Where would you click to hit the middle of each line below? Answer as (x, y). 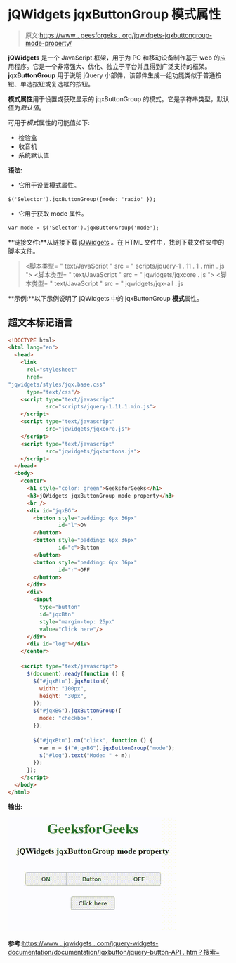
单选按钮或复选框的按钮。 (57, 84)
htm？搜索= (203, 952)
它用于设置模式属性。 (49, 185)
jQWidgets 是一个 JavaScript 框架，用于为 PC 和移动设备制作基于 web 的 (114, 58)
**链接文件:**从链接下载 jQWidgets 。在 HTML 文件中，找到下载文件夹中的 (116, 242)
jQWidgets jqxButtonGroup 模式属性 (114, 14)
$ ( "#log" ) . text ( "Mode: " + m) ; (85, 755)
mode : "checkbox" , (66, 718)
